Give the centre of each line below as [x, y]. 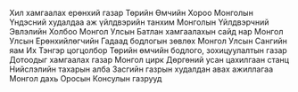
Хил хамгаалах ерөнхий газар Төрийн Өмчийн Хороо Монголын [132, 13]
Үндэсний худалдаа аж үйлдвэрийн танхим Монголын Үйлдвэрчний [139, 22]
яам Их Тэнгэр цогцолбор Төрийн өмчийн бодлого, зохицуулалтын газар [148, 50]
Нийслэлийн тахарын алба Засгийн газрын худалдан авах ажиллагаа [141, 69]
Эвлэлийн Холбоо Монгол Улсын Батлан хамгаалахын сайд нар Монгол [146, 31]
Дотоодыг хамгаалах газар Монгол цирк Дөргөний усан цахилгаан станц [149, 60]
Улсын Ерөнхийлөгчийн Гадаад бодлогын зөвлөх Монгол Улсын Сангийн [148, 41]
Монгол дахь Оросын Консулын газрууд [86, 78]
